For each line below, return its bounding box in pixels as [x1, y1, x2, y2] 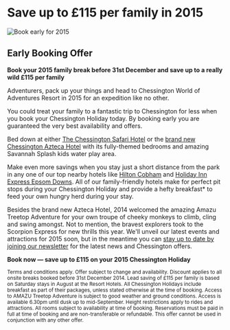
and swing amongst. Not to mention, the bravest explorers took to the [7, 220, 204, 228]
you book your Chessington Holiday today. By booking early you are [7, 114, 200, 122]
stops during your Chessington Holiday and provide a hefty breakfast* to [7, 184, 213, 193]
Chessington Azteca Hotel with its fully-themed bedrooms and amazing [7, 142, 209, 151]
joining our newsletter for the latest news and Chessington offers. [7, 242, 192, 250]
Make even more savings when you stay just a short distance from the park [7, 163, 220, 171]
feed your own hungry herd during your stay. [7, 192, 134, 200]
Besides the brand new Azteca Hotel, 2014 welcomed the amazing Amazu [7, 205, 216, 214]
